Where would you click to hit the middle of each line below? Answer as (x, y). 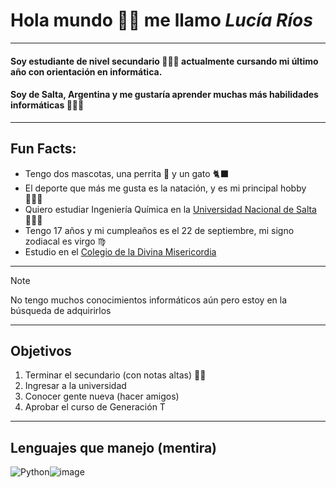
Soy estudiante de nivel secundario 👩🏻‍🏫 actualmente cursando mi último (164, 61)
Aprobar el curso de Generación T (95, 407)
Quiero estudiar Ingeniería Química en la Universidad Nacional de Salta (170, 209)
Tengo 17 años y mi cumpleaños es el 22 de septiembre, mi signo (159, 230)
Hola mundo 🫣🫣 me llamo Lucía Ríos (161, 20)
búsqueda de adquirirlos (61, 310)
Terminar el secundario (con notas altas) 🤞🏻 (115, 375)
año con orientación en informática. (86, 71)
